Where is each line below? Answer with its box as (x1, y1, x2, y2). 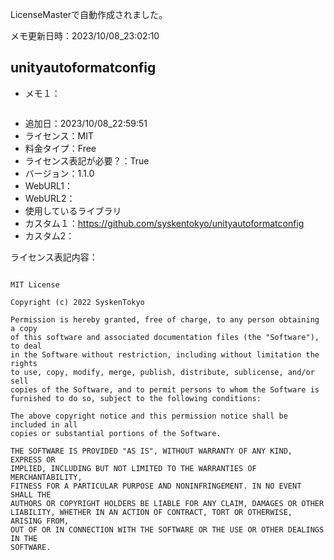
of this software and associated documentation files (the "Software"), (10, 332, 320, 342)
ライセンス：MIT (24, 129, 94, 142)
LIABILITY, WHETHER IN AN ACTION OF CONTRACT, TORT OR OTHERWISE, (10, 507, 293, 517)
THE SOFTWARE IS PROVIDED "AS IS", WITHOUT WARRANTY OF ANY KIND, (10, 446, 293, 456)
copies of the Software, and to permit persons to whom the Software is (10, 384, 320, 395)
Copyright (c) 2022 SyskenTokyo (10, 297, 145, 307)
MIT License (10, 279, 60, 290)
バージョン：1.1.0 (24, 167, 95, 179)
